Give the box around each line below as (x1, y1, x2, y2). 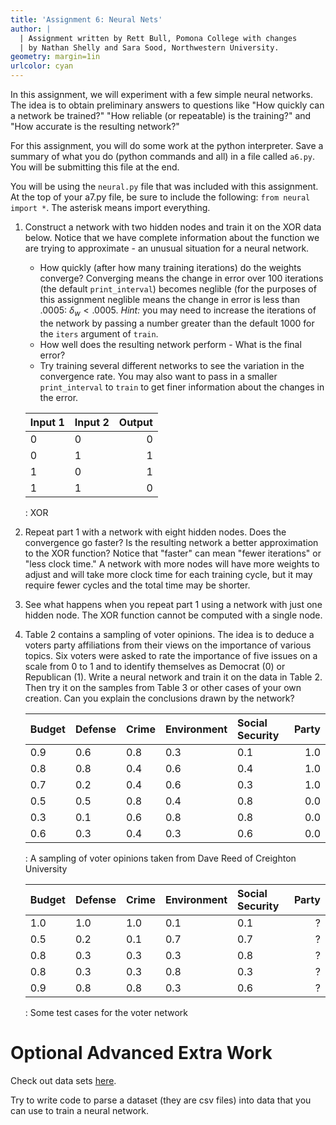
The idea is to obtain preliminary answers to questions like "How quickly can (10, 99, 325, 111)
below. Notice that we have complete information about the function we (24, 232, 320, 243)
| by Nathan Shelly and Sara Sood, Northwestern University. (19, 42, 280, 53)
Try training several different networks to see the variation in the (39, 359, 305, 371)
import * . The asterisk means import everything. (10, 202, 211, 213)
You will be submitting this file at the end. (10, 161, 180, 173)
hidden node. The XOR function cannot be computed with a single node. (24, 609, 323, 621)
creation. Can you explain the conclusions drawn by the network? (24, 692, 295, 704)
